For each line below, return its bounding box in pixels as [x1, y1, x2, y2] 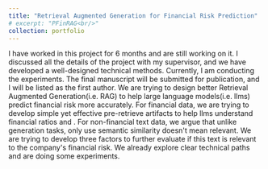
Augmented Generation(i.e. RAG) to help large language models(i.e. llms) [8, 92, 250, 101]
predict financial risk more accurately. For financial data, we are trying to [8, 100, 250, 109]
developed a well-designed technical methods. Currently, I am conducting [8, 66, 254, 76]
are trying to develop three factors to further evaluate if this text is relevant [8, 134, 257, 144]
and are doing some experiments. [8, 151, 120, 161]
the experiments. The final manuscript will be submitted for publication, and [8, 74, 260, 84]
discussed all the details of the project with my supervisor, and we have [8, 57, 246, 67]
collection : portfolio [8, 27, 85, 35]
